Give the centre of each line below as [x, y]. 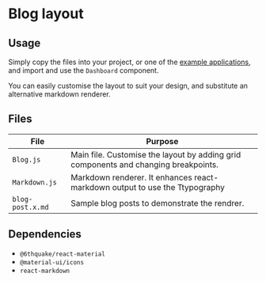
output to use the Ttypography [169, 187]
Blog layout [46, 14]
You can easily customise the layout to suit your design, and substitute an [128, 85]
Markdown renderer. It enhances [131, 177]
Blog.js [27, 159]
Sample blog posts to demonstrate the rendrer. [158, 203]
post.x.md [30, 207]
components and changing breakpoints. [145, 165]
